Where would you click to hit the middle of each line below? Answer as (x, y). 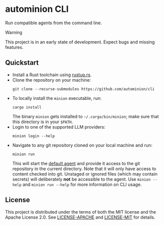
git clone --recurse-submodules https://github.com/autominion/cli (83, 89)
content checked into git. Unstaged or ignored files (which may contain (85, 174)
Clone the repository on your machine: (52, 80)
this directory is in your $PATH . (43, 122)
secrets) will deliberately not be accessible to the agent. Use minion (82, 179)
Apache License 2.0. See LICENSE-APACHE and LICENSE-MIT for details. (80, 217)
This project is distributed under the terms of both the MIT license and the (81, 212)
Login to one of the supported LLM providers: (59, 127)
